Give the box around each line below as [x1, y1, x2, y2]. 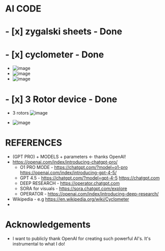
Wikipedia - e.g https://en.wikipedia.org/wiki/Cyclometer [12, 196, 129, 202]
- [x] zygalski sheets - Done [5, 26, 122, 37]
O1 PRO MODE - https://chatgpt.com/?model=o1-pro [19, 164, 128, 170]
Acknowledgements [5, 219, 91, 230]
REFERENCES [5, 137, 62, 148]
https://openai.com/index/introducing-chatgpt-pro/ [12, 159, 118, 165]
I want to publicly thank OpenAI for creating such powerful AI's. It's [12, 235, 151, 241]
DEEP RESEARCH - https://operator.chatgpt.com [19, 180, 120, 186]
